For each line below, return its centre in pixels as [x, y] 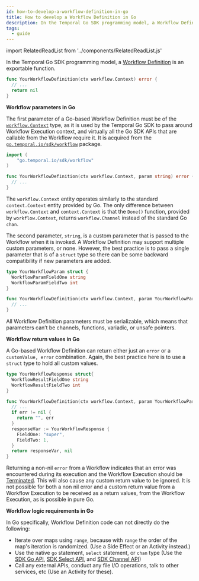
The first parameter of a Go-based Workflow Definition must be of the [91, 119]
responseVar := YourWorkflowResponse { [61, 429]
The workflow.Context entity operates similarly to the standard [82, 199]
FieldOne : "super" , [41, 434]
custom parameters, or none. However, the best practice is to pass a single [98, 248]
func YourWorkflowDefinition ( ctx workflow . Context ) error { [82, 80]
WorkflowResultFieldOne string [50, 380]
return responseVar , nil [42, 451]
